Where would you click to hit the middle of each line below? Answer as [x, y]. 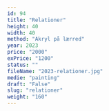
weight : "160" [28, 97]
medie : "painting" [33, 78]
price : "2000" [28, 52]
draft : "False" [29, 84]
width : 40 [21, 33]
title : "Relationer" [37, 20]
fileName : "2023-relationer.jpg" [55, 71]
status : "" [23, 65]
